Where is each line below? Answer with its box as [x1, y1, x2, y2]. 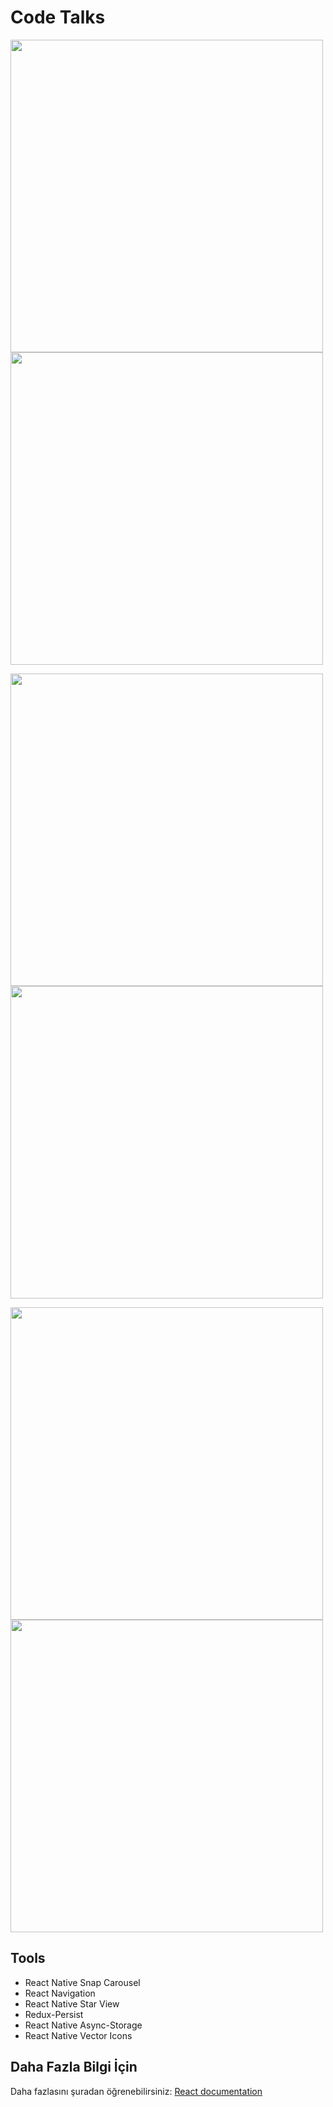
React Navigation [24, 1987, 96, 1999]
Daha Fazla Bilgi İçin [10, 2059, 138, 2076]
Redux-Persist [24, 2008, 84, 2020]
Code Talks [10, 6, 106, 29]
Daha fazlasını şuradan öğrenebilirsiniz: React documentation [10, 2085, 263, 2097]
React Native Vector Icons [24, 2029, 133, 2041]
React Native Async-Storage [24, 2019, 143, 2031]
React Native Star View [24, 1997, 120, 2010]
